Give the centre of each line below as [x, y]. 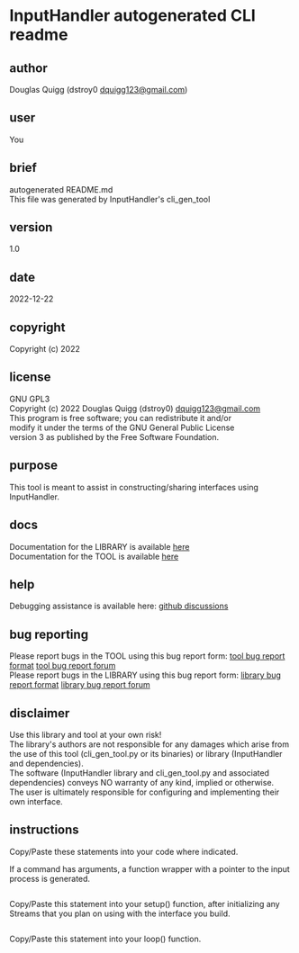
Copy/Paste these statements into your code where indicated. [124, 851]
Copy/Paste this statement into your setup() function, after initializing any [145, 904]
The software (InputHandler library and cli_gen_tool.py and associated [140, 773]
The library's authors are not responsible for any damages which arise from [149, 744]
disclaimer [40, 713]
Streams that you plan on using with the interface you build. [120, 913]
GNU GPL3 [30, 399]
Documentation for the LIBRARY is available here [100, 546]
